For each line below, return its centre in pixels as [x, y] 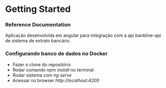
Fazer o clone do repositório [42, 64]
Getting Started [38, 9]
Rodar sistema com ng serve [42, 75]
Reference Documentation [38, 25]
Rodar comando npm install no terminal [53, 70]
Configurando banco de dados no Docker [56, 54]
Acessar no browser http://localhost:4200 [56, 80]
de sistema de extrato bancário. [38, 41]
